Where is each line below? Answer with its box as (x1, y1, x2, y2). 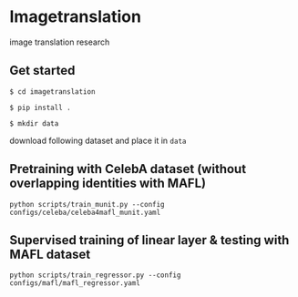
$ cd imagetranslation (9, 87, 96, 97)
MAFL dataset (9, 246, 91, 261)
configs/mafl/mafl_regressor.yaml (9, 279, 141, 288)
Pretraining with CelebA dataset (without (9, 161, 247, 177)
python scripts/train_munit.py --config (9, 200, 166, 209)
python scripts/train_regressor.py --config (9, 271, 181, 280)
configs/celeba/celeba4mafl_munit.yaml (9, 208, 161, 217)
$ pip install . (9, 103, 71, 112)
